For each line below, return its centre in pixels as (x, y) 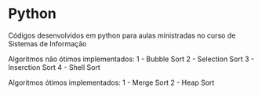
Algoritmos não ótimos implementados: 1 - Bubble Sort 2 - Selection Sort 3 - (131, 59)
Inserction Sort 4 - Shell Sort (54, 67)
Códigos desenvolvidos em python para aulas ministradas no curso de (122, 35)
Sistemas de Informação (47, 43)
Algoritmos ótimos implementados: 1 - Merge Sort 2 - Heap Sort (111, 82)
